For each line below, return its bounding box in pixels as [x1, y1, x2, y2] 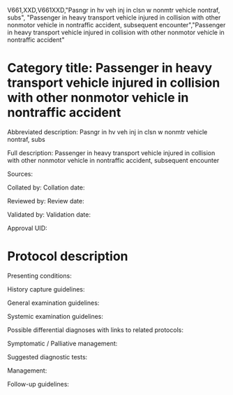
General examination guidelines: [7, 299, 100, 307]
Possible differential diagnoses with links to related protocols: [7, 325, 183, 334]
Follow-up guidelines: [7, 380, 70, 388]
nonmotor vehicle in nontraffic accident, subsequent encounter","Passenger [7, 21, 226, 29]
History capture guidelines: [7, 285, 85, 293]
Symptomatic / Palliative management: [7, 339, 118, 347]
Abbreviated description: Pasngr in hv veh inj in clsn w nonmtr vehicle [7, 127, 208, 136]
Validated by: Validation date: [7, 210, 91, 219]
